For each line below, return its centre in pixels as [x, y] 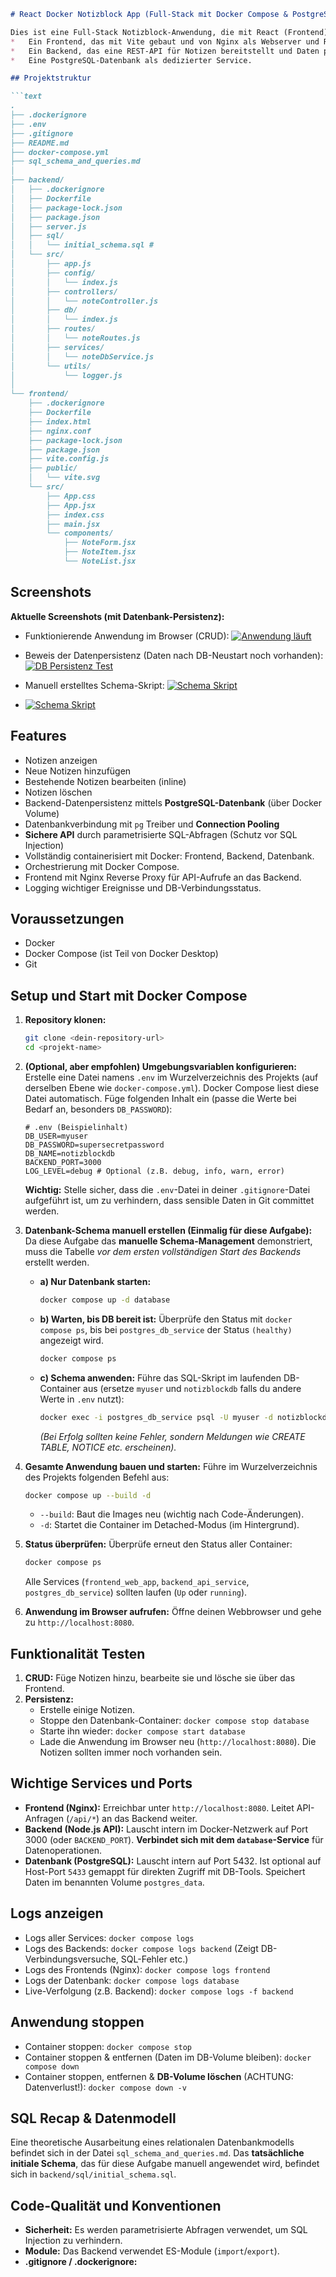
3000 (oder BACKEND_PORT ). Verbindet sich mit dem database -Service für [174, 1839]
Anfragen [44, 1818]
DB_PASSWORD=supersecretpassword [94, 1145]
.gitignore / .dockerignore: [81, 2262]
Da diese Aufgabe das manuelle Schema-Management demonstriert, [168, 1241]
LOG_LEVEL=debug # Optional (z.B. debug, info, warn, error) [155, 1171]
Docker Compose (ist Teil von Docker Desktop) [121, 954]
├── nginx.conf [60, 431]
